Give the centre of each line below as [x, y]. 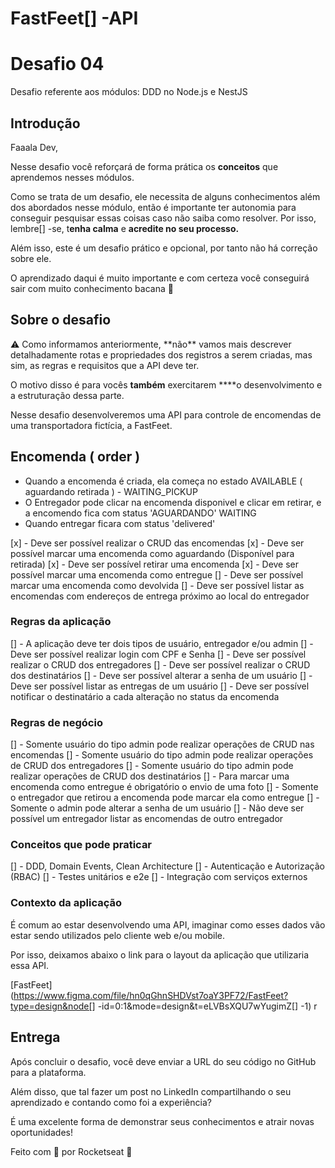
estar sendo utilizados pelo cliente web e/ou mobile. [118, 935]
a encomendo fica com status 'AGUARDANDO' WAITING [140, 513]
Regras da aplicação [61, 622]
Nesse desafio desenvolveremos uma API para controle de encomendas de [166, 414]
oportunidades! [41, 1132]
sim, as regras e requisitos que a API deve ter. [105, 365]
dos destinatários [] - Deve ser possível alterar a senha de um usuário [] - [161, 675]
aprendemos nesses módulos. [72, 177]
